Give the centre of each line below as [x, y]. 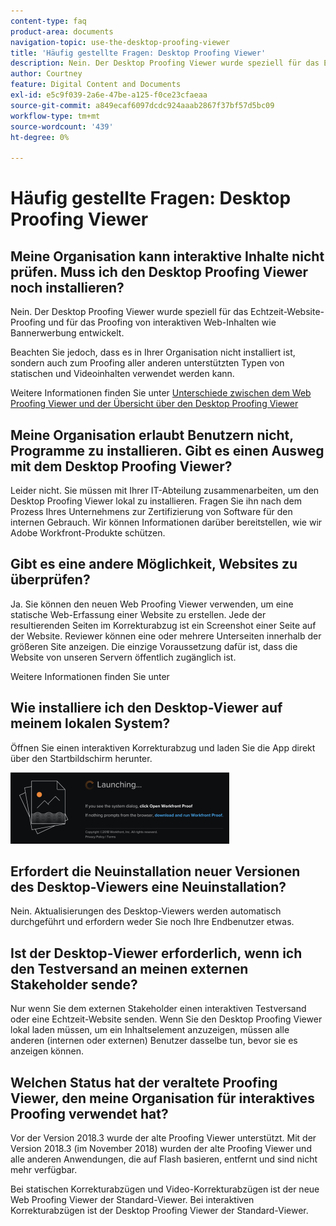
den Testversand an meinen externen [129, 968]
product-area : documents [62, 31]
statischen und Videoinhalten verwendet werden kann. [122, 374]
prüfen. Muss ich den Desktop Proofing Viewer [159, 271]
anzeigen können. [47, 1051]
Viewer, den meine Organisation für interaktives [162, 1098]
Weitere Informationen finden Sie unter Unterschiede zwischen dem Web [161, 393]
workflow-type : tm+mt [55, 116]
